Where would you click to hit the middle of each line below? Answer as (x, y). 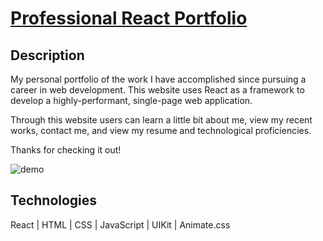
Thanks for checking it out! (66, 150)
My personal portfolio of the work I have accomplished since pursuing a (158, 79)
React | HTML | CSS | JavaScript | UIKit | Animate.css (120, 224)
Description (47, 55)
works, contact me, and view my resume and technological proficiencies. (161, 130)
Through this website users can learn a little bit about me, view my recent (161, 120)
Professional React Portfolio (129, 18)
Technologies (54, 200)
